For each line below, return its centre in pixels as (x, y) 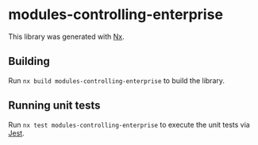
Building (29, 61)
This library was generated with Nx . (66, 36)
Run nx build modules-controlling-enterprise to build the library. (116, 80)
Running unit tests (54, 106)
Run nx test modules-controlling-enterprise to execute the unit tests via (129, 124)
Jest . (17, 133)
